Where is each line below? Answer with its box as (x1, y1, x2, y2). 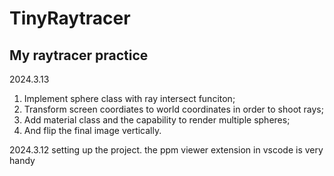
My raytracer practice (9, 47, 149, 64)
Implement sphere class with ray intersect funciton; (23, 93, 236, 104)
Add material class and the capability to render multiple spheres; (23, 114, 291, 126)
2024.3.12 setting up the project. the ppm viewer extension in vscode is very (9, 144, 324, 156)
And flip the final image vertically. (23, 125, 162, 136)
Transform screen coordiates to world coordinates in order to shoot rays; (23, 103, 324, 115)
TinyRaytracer (9, 7, 131, 30)
